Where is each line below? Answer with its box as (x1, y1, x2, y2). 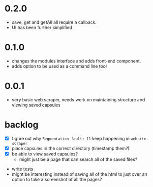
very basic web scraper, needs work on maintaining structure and (11, 96, 145, 102)
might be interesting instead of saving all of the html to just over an (11, 171, 147, 177)
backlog (4, 119, 39, 130)
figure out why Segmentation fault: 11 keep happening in (11, 135, 130, 141)
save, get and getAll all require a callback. (11, 19, 97, 25)
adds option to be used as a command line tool (11, 63, 107, 69)
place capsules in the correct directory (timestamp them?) (11, 145, 130, 151)
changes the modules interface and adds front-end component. (11, 58, 141, 64)
